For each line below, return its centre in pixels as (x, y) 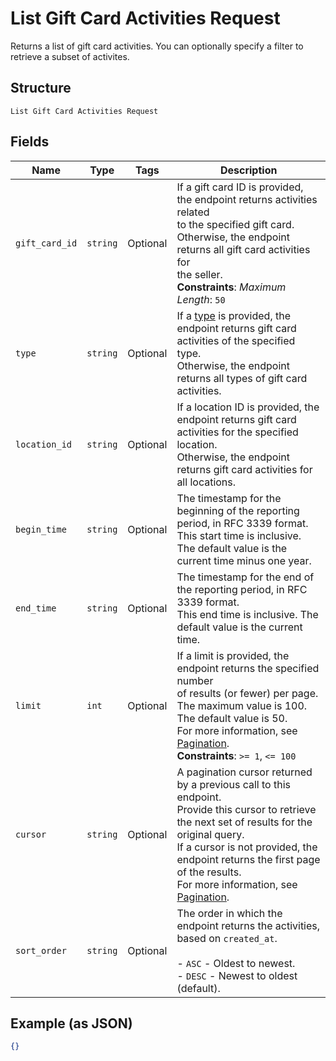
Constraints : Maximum (231, 287)
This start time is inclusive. (239, 535)
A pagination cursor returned (244, 772)
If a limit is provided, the (233, 655)
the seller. (199, 274)
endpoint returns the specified (248, 668)
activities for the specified (237, 432)
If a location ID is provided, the (248, 407)
